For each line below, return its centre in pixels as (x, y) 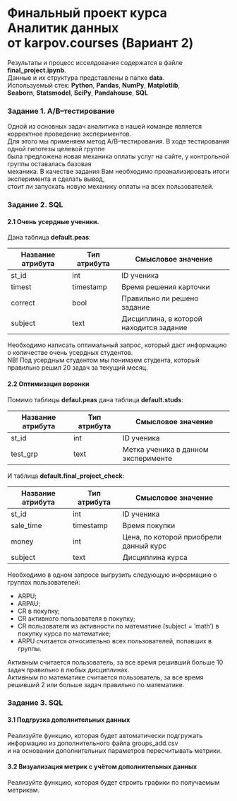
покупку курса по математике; (64, 633)
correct (23, 303)
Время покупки (149, 525)
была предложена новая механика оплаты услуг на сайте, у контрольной (119, 156)
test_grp (25, 454)
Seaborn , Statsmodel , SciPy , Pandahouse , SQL (78, 93)
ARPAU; (29, 603)
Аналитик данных (63, 28)
